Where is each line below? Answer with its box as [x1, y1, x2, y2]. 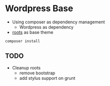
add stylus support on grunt [19, 75, 75, 81]
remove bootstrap [19, 70, 55, 76]
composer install [5, 38, 40, 44]
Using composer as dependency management [12, 19, 105, 25]
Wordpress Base [5, 3, 73, 14]
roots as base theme [12, 29, 54, 35]
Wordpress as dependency [19, 24, 74, 30]
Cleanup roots [12, 65, 41, 70]
